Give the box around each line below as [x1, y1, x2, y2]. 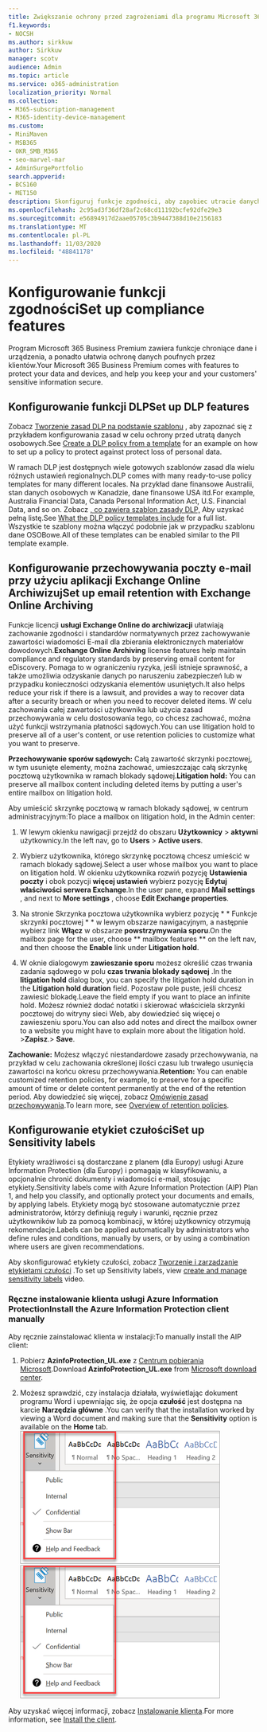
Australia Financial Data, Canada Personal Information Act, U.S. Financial [8, 496, 246, 506]
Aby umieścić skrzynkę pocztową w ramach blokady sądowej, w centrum [8, 803, 249, 812]
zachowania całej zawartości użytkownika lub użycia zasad [8, 705, 203, 714]
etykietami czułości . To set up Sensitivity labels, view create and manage [8, 1265, 248, 1275]
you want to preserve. [8, 738, 80, 748]
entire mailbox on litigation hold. [8, 788, 113, 797]
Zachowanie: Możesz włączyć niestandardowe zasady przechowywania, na [8, 1050, 258, 1059]
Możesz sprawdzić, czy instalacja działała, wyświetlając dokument [19, 1388, 238, 1398]
